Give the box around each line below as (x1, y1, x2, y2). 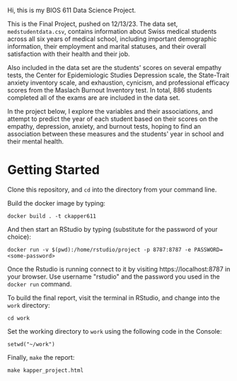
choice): (7, 233, 32, 241)
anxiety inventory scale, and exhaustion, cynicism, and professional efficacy (7, 78, 230, 87)
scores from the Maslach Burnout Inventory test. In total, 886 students (7, 86, 212, 94)
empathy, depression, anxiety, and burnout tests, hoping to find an (7, 122, 202, 130)
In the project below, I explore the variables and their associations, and (7, 107, 214, 115)
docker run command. (7, 279, 72, 288)
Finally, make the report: (7, 353, 75, 361)
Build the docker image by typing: (7, 199, 106, 207)
